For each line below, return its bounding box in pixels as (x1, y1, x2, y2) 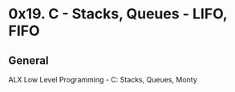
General (8, 54, 50, 67)
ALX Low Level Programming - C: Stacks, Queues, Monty (8, 75, 198, 84)
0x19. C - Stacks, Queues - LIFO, (8, 5, 228, 23)
